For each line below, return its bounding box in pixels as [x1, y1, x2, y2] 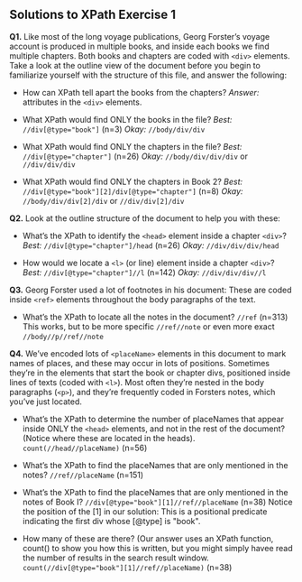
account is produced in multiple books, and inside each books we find [9, 41, 270, 51]
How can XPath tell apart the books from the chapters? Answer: [22, 87, 260, 97]
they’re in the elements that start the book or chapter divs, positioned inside [9, 367, 291, 378]
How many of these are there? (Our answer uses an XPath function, [22, 532, 274, 544]
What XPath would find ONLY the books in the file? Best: [22, 114, 233, 125]
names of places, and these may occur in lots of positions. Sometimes [9, 357, 270, 368]
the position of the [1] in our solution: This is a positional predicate [22, 505, 268, 517]
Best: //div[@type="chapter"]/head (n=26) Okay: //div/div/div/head [22, 239, 279, 251]
